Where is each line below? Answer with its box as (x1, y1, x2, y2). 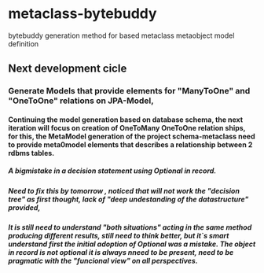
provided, (8, 202, 41, 212)
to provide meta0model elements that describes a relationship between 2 (8, 139, 253, 149)
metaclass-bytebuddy (8, 5, 157, 23)
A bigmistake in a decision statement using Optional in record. (8, 166, 217, 175)
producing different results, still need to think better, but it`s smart (8, 231, 229, 241)
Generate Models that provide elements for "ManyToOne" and (8, 86, 251, 97)
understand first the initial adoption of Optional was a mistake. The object (8, 239, 256, 249)
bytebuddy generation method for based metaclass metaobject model (8, 31, 235, 40)
